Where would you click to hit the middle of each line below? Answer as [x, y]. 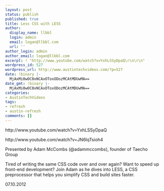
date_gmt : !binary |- [27, 83]
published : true [22, 19]
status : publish [22, 14]
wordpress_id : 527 [24, 65]
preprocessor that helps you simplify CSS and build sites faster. [70, 175]
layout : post [19, 10]
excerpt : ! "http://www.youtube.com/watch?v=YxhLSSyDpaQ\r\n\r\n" [75, 61]
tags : [11, 102]
